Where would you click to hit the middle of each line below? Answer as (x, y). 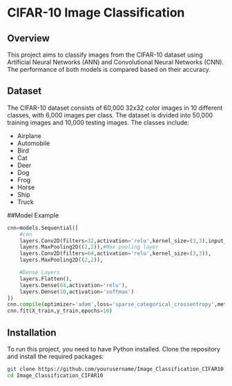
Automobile (33, 143)
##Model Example (33, 215)
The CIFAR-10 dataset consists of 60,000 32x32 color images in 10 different (115, 108)
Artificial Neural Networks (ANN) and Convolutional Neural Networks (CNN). (116, 62)
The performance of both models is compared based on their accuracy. (109, 69)
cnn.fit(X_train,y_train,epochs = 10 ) (60, 311)
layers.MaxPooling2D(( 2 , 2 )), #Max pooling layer (89, 247)
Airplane (29, 135)
